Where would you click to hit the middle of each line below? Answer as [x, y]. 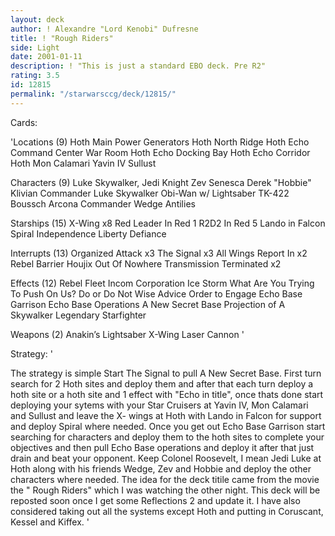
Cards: [24, 122]
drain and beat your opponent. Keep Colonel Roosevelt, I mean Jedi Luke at [166, 458]
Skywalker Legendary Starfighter [78, 315]
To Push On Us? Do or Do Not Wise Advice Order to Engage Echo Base [156, 293]
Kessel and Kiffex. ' [50, 522]
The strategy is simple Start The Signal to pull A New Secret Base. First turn [166, 373]
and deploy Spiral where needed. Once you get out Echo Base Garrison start [168, 426]
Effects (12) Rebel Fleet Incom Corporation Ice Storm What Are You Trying [162, 283]
